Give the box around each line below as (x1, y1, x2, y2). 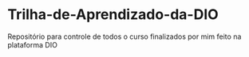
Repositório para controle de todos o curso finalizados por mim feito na (7, 32, 242, 41)
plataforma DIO (7, 40, 57, 49)
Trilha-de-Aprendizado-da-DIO (7, 6, 219, 24)
